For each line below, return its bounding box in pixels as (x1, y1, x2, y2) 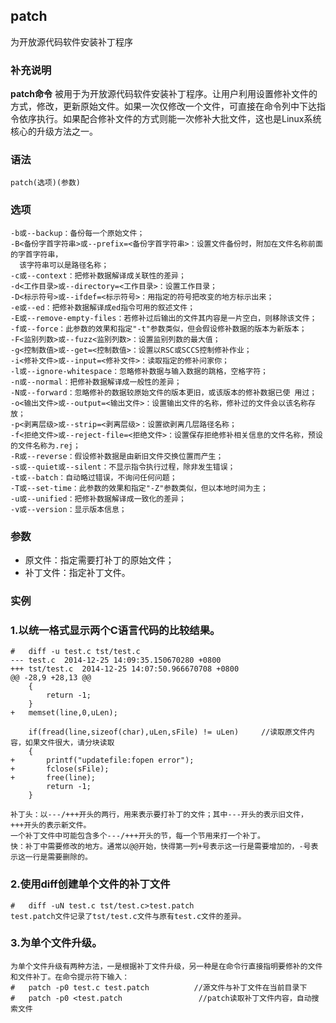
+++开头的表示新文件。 (10, 820, 92, 831)
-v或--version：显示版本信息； (10, 504, 127, 514)
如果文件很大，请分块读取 (24, 738, 115, 748)
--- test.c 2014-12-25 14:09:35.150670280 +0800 (10, 655, 222, 666)
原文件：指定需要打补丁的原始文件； (24, 554, 175, 566)
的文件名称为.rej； (10, 440, 81, 451)
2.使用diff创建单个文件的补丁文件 (10, 877, 171, 891)
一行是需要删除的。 (24, 852, 93, 863)
